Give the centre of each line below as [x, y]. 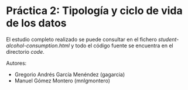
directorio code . [25, 51]
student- [168, 39]
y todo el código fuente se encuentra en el [122, 46]
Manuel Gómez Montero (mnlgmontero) [62, 81]
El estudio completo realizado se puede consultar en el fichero [81, 39]
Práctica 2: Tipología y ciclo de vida [94, 11]
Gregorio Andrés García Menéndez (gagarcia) [70, 74]
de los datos [36, 23]
